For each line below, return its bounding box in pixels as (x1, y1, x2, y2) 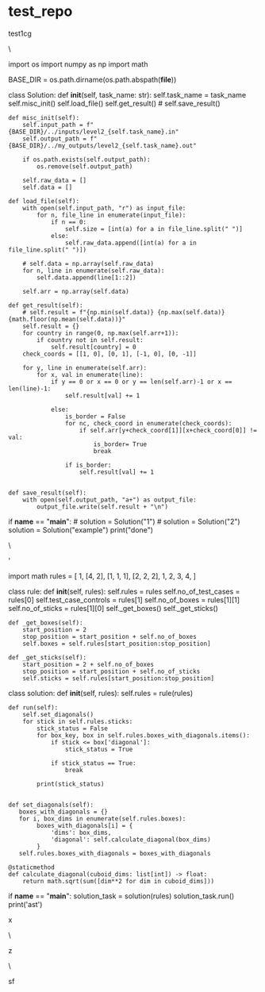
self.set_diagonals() (22, 710, 94, 718)
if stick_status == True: (50, 759, 136, 767)
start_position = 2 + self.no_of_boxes (22, 660, 155, 668)
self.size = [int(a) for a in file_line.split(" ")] (64, 225, 244, 233)
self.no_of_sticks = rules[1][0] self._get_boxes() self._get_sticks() (8, 603, 218, 613)
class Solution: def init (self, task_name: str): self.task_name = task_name (8, 90, 247, 99)
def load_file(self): (8, 197, 80, 205)
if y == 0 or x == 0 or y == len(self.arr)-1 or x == (50, 378, 232, 386)
